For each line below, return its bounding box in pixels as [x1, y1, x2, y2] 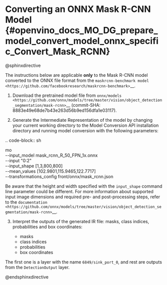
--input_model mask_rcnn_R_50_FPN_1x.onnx [5, 152, 98, 158]
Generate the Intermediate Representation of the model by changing [12, 117, 153, 123]
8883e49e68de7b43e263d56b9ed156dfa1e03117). [12, 107, 117, 113]
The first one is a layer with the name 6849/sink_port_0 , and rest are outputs [5, 259, 162, 265]
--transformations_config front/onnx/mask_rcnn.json [5, 173, 114, 179]
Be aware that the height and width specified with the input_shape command [5, 183, 163, 189]
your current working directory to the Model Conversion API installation [12, 122, 159, 128]
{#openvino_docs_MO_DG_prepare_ [5, 25, 158, 36]
